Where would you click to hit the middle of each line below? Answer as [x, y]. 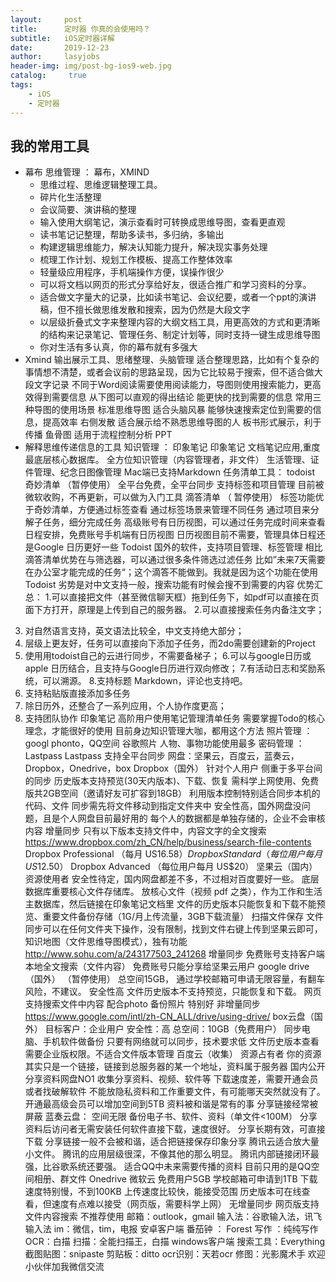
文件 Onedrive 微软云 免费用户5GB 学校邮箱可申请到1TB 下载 [193, 1179]
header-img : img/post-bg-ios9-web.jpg [91, 66]
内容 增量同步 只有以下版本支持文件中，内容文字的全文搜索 [145, 831]
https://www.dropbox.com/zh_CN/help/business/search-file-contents [168, 842]
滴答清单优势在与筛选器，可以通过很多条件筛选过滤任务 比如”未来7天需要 [175, 560]
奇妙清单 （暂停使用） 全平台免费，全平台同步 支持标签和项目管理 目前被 [174, 485]
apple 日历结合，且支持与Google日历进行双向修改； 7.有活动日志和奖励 [170, 668]
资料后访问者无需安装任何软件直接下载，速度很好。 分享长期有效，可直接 [175, 1129]
